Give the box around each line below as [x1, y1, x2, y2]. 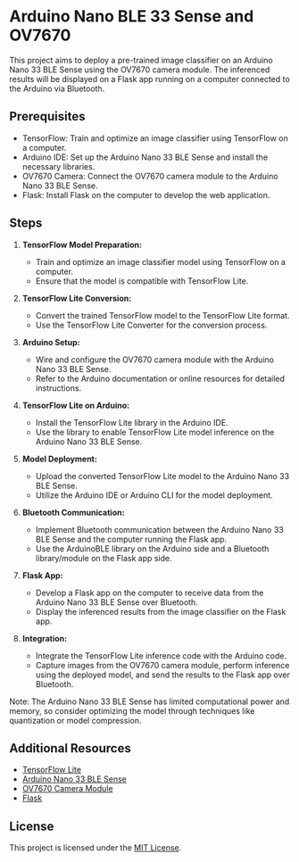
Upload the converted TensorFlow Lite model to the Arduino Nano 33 [35, 470, 290, 481]
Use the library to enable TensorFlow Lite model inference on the [35, 427, 275, 437]
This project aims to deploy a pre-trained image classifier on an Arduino [9, 54, 274, 65]
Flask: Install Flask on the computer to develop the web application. [21, 189, 270, 200]
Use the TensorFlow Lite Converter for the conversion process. [35, 319, 268, 330]
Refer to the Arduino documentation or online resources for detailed [35, 373, 286, 384]
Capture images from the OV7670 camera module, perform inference [35, 659, 290, 670]
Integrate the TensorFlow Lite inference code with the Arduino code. [35, 650, 287, 661]
